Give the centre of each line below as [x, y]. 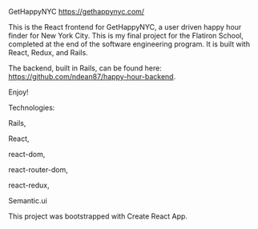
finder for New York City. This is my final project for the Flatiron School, [126, 36]
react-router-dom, [38, 170]
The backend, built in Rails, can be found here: [85, 68]
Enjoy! [19, 92]
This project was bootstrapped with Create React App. [98, 216]
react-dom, [27, 154]
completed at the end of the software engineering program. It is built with [129, 44]
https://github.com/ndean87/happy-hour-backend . [92, 76]
